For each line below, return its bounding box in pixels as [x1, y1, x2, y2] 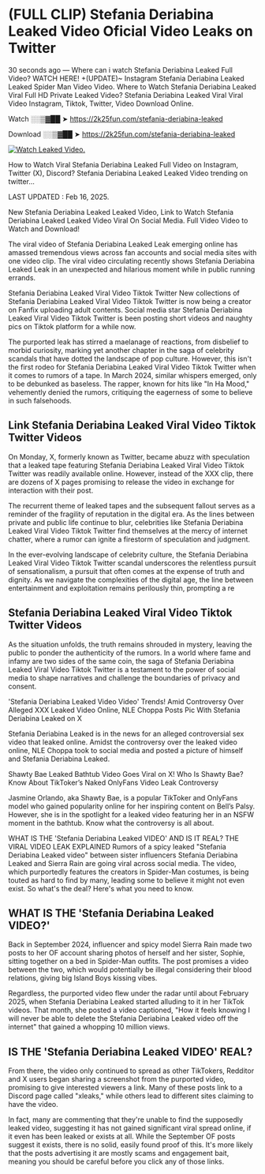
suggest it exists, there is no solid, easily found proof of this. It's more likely [8, 1140, 254, 1150]
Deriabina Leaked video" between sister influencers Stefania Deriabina [8, 850, 238, 860]
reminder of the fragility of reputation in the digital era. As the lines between [8, 509, 255, 519]
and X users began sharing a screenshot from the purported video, [8, 1075, 226, 1084]
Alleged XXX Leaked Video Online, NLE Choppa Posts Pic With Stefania [8, 705, 241, 715]
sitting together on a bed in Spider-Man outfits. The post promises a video [8, 957, 249, 966]
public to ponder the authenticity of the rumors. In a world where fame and [8, 647, 251, 657]
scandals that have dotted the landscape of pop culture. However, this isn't [8, 354, 252, 363]
